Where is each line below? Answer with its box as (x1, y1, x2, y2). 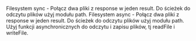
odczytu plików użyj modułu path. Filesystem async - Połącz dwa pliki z (6, 11, 180, 18)
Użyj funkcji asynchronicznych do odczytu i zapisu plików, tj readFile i (6, 23, 175, 30)
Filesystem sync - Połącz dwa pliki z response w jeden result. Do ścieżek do (6, 5, 191, 12)
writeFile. (6, 29, 29, 36)
